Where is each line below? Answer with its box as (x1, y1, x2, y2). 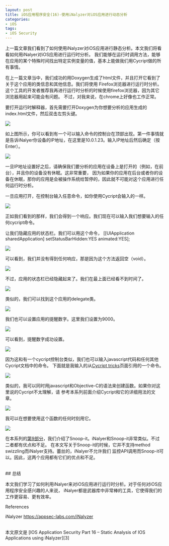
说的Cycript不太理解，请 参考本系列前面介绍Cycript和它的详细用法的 (9, 389, 151, 395)
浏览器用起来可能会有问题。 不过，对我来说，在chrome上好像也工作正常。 (5, 94, 159, 100)
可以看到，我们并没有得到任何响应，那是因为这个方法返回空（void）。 (5, 256, 148, 262)
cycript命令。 (9, 219, 38, 225)
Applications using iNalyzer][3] (5, 535, 69, 541)
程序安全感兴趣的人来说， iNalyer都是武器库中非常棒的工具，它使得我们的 (9, 488, 162, 493)
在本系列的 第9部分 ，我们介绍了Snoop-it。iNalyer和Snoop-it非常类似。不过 (5, 436, 160, 441)
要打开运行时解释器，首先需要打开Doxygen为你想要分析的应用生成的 (5, 104, 147, 110)
